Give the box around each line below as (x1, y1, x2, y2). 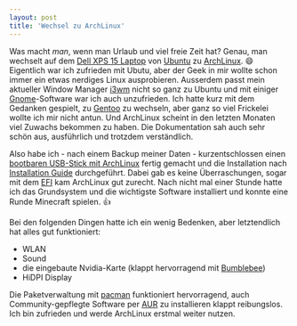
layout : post (9, 12, 58, 22)
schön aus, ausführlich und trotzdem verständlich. (9, 131, 194, 142)
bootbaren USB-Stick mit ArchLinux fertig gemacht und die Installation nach (9, 158, 287, 168)
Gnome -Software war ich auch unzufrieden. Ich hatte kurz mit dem (9, 93, 255, 103)
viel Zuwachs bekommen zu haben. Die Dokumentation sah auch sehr (9, 121, 265, 132)
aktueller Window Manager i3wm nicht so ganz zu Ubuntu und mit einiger (9, 84, 278, 94)
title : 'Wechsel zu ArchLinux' (9, 21, 125, 30)
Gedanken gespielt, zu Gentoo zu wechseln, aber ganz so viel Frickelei (9, 102, 269, 113)
